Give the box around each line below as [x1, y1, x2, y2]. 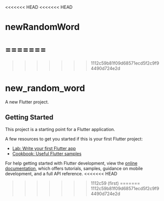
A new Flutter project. [5, 99, 49, 105]
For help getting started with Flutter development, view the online [5, 160, 138, 166]
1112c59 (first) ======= [91, 180, 140, 186]
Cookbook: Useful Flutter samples [12, 150, 82, 157]
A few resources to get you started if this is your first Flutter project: [5, 135, 143, 142]
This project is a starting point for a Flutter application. [5, 126, 115, 132]
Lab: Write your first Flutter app [12, 145, 76, 151]
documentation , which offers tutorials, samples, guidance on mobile [5, 165, 143, 171]
